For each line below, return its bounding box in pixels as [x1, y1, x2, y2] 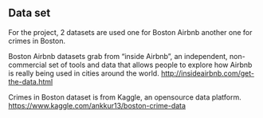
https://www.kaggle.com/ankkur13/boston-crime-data [8, 100, 186, 110]
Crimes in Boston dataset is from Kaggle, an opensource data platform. [8, 92, 241, 102]
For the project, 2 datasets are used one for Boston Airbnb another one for [8, 27, 253, 37]
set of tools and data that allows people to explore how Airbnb [48, 60, 253, 69]
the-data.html [8, 77, 53, 86]
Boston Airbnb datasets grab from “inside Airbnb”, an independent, [8, 51, 229, 61]
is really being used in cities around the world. [8, 68, 159, 78]
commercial [8, 60, 47, 69]
